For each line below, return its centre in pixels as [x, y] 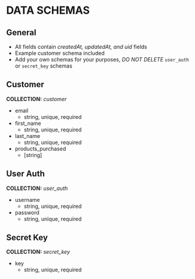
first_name [28, 123]
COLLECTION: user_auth [37, 188]
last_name [28, 136]
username [27, 200]
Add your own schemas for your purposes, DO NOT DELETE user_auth [102, 59]
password [27, 212]
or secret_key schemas [44, 66]
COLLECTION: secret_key [38, 252]
